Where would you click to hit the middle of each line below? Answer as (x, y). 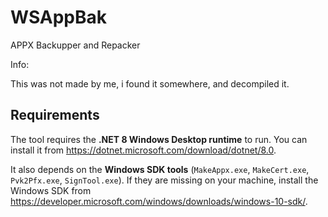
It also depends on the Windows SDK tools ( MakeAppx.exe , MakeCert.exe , (160, 169)
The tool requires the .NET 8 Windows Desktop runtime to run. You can (159, 139)
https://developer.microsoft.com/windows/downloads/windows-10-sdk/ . (159, 201)
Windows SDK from (51, 190)
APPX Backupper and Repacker (75, 45)
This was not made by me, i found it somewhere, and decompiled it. (150, 83)
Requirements (55, 115)
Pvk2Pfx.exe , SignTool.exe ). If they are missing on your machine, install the (164, 180)
